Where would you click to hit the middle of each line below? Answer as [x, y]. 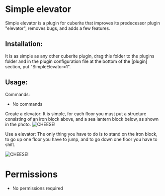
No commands [27, 104]
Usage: [17, 83]
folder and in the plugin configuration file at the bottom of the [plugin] [76, 61]
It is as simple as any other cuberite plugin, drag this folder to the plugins [80, 56]
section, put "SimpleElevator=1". [38, 66]
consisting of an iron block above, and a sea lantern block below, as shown [82, 119]
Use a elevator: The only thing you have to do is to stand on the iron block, [81, 134]
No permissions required [38, 188]
